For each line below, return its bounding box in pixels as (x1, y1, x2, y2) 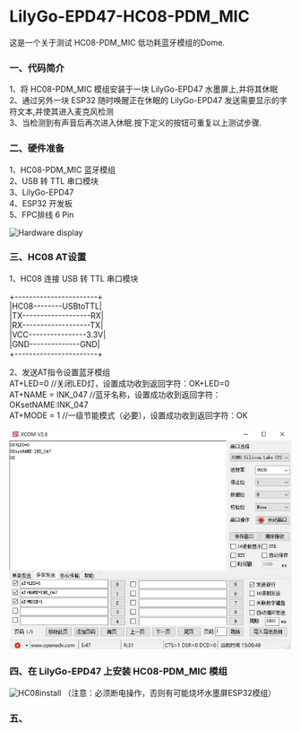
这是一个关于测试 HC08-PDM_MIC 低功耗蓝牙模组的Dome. (9, 37, 226, 48)
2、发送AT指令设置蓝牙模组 (9, 366, 111, 378)
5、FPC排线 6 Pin (9, 209, 74, 220)
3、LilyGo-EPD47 (9, 187, 74, 197)
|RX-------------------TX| (9, 319, 104, 330)
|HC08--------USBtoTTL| (9, 301, 103, 311)
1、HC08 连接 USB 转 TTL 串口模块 (9, 273, 139, 283)
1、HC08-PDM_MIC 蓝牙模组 (9, 164, 116, 175)
